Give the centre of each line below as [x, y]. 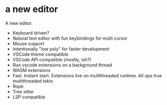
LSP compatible [29, 97]
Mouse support [28, 43]
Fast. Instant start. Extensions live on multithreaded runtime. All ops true [87, 75]
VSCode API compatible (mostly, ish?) [52, 59]
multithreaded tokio [33, 81]
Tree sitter [23, 91]
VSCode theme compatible [40, 54]
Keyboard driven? [31, 33]
